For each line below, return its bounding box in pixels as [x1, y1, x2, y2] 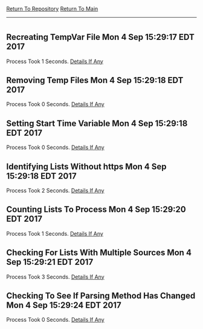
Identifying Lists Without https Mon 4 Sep [6, 161, 167, 171]
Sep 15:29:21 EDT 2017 [6, 257, 94, 267]
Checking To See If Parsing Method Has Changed [6, 291, 196, 301]
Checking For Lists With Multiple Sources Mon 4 [6, 248, 192, 258]
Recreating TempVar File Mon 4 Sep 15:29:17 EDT [6, 32, 195, 42]
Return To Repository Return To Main [6, 5, 98, 12]
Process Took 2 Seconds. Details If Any [6, 187, 105, 194]
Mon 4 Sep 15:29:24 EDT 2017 [6, 300, 122, 311]
